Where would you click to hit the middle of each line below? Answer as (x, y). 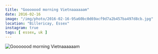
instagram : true (22, 28)
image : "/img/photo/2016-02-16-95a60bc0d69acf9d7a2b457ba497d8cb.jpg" (79, 19)
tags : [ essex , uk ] (26, 32)
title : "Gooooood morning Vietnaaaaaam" (47, 10)
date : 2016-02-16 (23, 14)
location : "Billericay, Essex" (37, 23)
